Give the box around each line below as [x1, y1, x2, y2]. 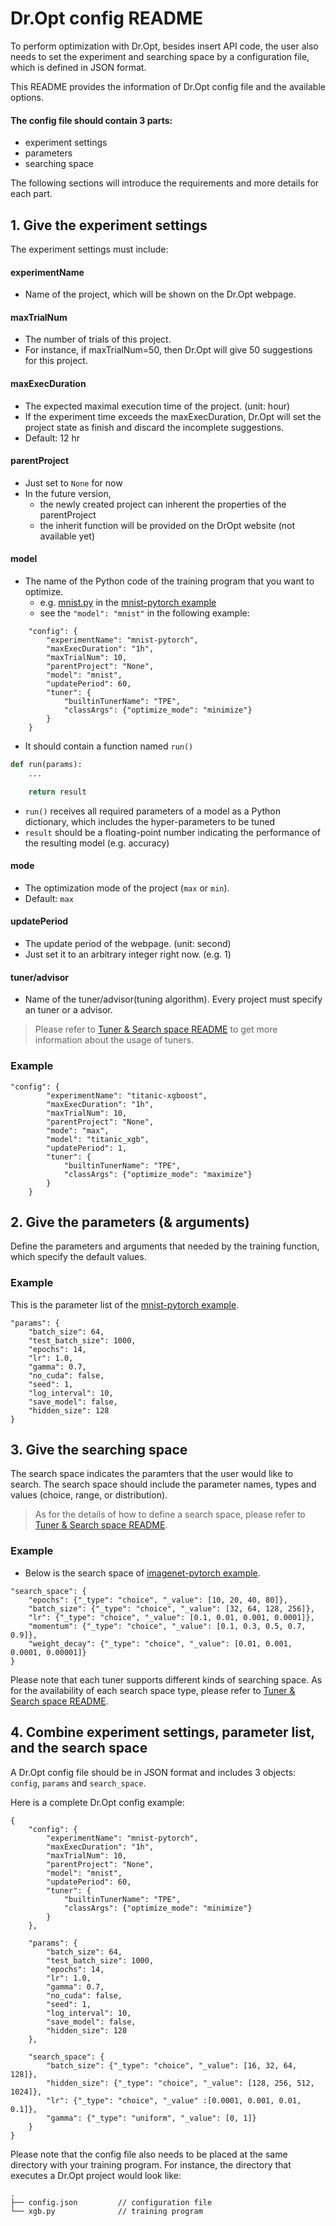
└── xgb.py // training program [10, 2206, 203, 2216]
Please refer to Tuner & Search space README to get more [34, 1023, 278, 1036]
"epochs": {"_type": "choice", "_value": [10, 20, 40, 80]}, [28, 1595, 288, 1605]
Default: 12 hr [24, 432, 81, 444]
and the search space [10, 1740, 148, 1757]
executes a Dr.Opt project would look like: [10, 2169, 182, 2181]
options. [10, 91, 45, 103]
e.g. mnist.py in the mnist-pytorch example [39, 596, 217, 608]
